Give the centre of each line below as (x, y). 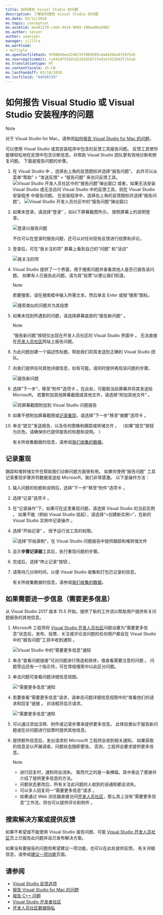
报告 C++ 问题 (27, 896)
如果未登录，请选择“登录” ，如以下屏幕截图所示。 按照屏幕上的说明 (79, 212)
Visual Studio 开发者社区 (37, 901)
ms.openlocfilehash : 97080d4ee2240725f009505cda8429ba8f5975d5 (71, 55)
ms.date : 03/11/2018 (26, 18)
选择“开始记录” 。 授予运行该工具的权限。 (54, 531)
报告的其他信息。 (27, 617)
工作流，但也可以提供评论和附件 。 (60, 803)
